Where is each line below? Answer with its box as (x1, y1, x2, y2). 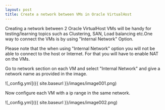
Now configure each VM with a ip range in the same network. (5, 90, 130, 96)
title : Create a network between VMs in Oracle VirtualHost (5, 12, 132, 17)
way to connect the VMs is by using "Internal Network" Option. (5, 36, 134, 42)
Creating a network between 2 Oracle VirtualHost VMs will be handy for (5, 25, 152, 31)
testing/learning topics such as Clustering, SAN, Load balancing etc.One (5, 31, 153, 37)
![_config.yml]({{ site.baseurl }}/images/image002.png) (5, 99, 118, 105)
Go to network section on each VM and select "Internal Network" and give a (5, 65, 161, 72)
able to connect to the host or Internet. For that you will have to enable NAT (5, 50, 159, 57)
